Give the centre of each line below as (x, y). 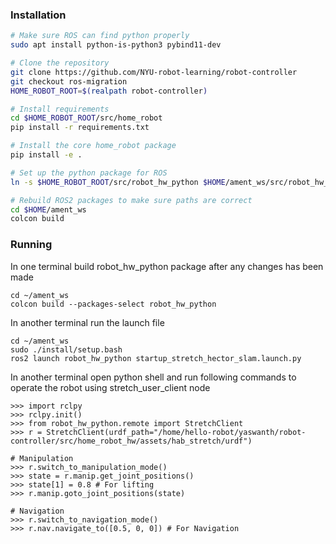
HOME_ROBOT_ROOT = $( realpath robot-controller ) (109, 91)
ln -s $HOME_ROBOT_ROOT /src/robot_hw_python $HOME (118, 182)
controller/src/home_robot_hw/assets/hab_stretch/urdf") (131, 441)
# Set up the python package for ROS (89, 173)
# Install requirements (60, 109)
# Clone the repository (60, 63)
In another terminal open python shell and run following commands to (153, 377)
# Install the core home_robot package (93, 146)
